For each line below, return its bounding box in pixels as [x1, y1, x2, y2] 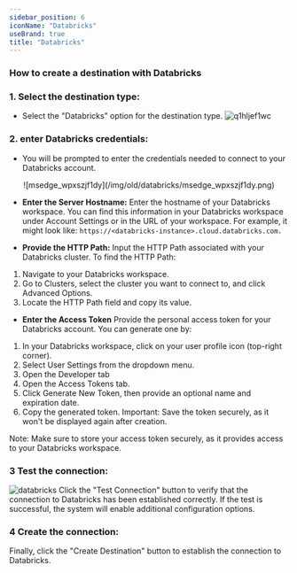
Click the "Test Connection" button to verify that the [59, 484, 248, 496]
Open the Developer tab [21, 368, 110, 379]
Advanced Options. [21, 287, 93, 298]
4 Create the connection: [9, 525, 120, 538]
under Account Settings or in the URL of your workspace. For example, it [21, 215, 288, 226]
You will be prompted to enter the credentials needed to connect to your [21, 152, 286, 164]
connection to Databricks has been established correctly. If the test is [9, 494, 263, 505]
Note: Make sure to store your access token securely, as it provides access [9, 433, 284, 444]
